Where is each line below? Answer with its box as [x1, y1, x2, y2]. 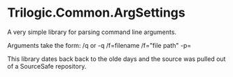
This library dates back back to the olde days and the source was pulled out [7, 54, 226, 63]
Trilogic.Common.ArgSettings [7, 5, 185, 21]
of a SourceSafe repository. [7, 62, 87, 70]
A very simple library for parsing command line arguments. [7, 28, 177, 36]
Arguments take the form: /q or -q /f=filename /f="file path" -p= [7, 41, 192, 49]
